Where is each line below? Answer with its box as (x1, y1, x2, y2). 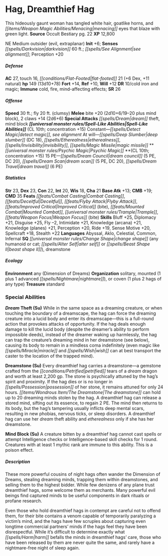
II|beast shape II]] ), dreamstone (5, 246, 71, 252)
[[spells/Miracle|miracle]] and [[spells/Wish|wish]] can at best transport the (5, 348, 161, 354)
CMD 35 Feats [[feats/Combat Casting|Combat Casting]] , (5, 193, 125, 199)
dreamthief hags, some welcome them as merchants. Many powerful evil (5, 487, 155, 493)
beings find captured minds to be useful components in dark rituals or (5, 493, 149, 499)
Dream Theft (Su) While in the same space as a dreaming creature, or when (5, 305, 162, 311)
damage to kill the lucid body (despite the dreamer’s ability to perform (5, 326, 149, 332)
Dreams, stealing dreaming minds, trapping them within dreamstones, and (5, 477, 158, 483)
